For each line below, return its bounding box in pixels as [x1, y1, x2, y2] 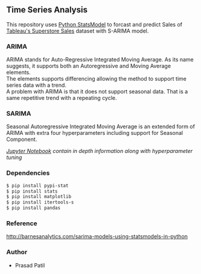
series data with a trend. [6, 81, 66, 89]
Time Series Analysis [6, 5, 88, 15]
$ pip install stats [6, 188, 59, 195]
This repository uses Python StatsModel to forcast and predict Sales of [6, 20, 183, 28]
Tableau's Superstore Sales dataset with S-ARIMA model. [6, 27, 149, 34]
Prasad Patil [14, 261, 45, 269]
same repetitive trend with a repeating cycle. [6, 95, 117, 102]
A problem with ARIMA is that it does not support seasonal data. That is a [6, 88, 188, 95]
